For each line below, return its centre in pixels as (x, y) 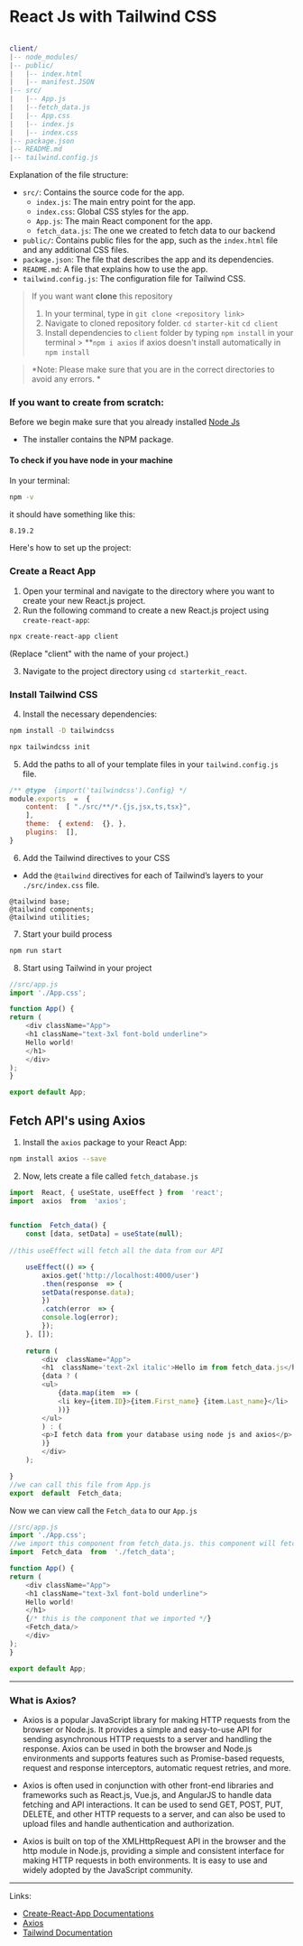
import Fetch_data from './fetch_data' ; (92, 1552)
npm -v (22, 497)
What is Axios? (43, 1700)
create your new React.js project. (84, 600)
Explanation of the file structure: (69, 175)
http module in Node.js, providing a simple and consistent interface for (153, 1850)
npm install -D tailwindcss (62, 730)
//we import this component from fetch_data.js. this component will (143, 1544)
